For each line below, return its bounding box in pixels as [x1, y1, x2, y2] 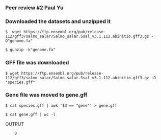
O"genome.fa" [5, 38, 33, 43]
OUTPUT [5, 121, 24, 127]
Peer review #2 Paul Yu [5, 4, 64, 11]
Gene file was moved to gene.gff [5, 91, 88, 99]
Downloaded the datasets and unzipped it [5, 17, 111, 25]
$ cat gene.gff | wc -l [5, 112, 56, 117]
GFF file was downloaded [5, 59, 69, 66]
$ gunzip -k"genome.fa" [5, 48, 56, 53]
